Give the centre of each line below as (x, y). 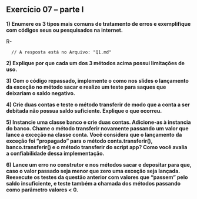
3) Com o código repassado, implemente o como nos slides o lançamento (98, 80)
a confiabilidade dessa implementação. (55, 153)
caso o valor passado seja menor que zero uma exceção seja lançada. (93, 171)
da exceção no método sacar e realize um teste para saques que (86, 87)
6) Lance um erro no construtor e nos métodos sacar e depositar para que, (99, 164)
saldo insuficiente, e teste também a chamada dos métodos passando (94, 183)
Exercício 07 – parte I (45, 10)
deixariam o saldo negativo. (41, 93)
